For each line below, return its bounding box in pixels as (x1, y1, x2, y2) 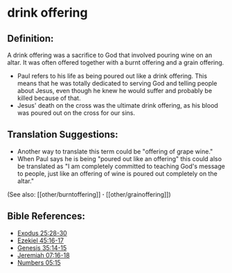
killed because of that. (17, 94, 81, 102)
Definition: (7, 33, 54, 44)
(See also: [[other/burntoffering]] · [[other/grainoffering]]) (7, 190, 171, 199)
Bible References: (7, 210, 85, 222)
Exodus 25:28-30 (17, 229, 67, 237)
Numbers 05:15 (17, 258, 61, 267)
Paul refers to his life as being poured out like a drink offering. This (17, 72, 208, 80)
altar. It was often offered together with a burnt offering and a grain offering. (7, 58, 224, 67)
